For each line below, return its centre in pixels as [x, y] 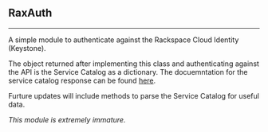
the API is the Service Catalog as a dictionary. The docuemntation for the [128, 72]
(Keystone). [27, 48]
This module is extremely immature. [67, 119]
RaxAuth [30, 13]
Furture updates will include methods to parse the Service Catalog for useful [134, 95]
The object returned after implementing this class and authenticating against [134, 64]
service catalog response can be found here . [82, 80]
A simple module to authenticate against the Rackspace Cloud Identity [124, 40]
